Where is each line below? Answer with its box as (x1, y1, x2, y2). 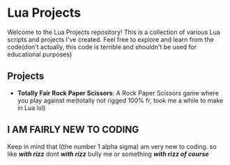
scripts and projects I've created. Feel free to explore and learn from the (7, 35, 214, 43)
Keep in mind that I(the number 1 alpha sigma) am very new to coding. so (7, 142, 217, 150)
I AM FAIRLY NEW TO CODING (7, 124, 139, 136)
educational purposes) (7, 50, 72, 58)
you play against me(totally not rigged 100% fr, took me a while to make (17, 96, 224, 104)
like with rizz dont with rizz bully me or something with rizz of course (7, 150, 209, 158)
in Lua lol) (17, 103, 46, 112)
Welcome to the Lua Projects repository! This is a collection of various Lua (7, 28, 221, 36)
